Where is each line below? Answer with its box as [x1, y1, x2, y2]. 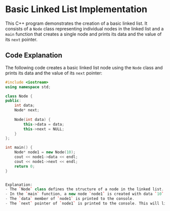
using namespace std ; [5, 85, 51, 90]
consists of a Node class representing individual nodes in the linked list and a [5, 25, 164, 31]
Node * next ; [14, 108, 39, 113]
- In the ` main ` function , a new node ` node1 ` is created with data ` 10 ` [5, 191, 164, 197]
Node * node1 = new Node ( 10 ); [14, 150, 76, 155]
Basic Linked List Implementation [5, 4, 148, 15]
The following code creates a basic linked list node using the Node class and [5, 64, 163, 70]
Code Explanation [5, 51, 62, 60]
